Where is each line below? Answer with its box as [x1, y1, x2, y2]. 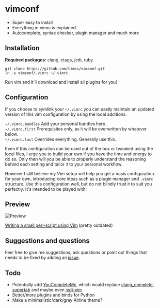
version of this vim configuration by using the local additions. [5, 111, 127, 117]
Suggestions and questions [5, 236, 90, 245]
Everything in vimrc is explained [12, 24, 76, 30]
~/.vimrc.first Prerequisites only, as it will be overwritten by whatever [5, 126, 147, 132]
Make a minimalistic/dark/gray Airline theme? [12, 297, 103, 303]
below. [5, 131, 18, 137]
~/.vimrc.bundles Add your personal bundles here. [5, 121, 107, 127]
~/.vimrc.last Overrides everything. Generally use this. [5, 136, 116, 142]
